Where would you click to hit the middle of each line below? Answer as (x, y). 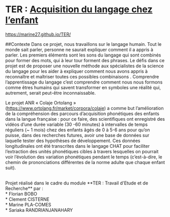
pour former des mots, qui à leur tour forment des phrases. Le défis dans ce (85, 60)
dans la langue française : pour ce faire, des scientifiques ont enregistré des (85, 119)
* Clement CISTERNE (27, 199)
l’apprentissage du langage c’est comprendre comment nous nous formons (84, 82)
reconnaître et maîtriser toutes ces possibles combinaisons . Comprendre (82, 76)
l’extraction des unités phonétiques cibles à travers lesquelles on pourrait (82, 151)
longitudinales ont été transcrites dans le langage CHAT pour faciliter (78, 146)
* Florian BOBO (21, 194)
